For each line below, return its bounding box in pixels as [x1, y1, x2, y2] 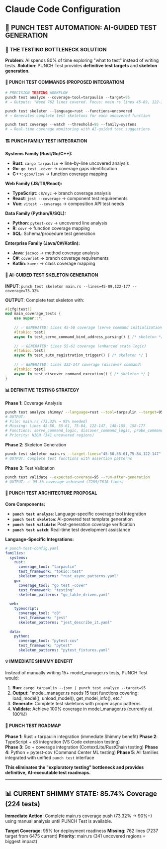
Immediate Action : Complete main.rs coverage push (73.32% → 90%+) [5, 813, 153, 819]
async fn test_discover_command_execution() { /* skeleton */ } [14, 371, 150, 376]
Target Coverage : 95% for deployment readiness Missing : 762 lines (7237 [5, 828, 159, 834]
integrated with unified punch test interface [5, 755, 94, 761]
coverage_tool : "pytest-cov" [18, 638, 79, 643]
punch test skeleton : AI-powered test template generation [12, 516, 133, 522]
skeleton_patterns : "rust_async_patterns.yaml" [18, 574, 119, 579]
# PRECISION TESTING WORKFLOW [5, 91, 68, 96]
